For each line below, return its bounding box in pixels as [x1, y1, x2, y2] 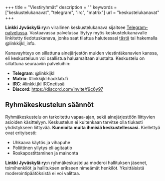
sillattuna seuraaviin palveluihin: [5, 61, 71, 66]
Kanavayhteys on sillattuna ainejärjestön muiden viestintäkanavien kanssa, [5, 50, 159, 56]
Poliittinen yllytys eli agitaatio [12, 145, 72, 151]
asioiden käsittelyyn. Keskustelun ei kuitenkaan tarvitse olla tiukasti [5, 119, 143, 125]
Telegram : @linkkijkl [12, 70, 55, 76]
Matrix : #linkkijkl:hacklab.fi [12, 76, 68, 81]
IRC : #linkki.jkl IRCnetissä [12, 81, 65, 87]
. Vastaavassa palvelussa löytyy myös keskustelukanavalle [27, 30, 147, 35]
